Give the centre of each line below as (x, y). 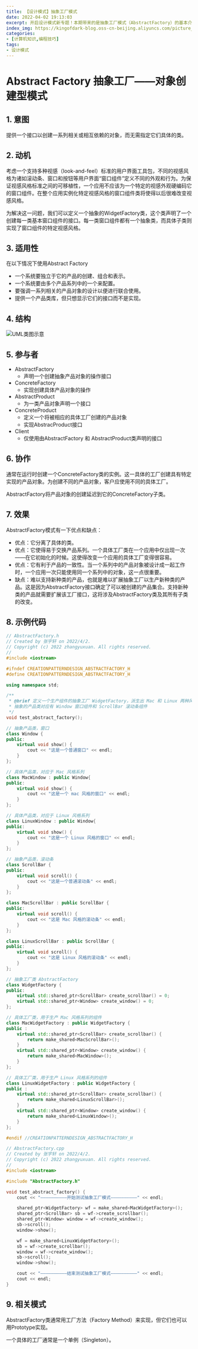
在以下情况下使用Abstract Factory (47, 263)
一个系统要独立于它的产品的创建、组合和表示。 (71, 276)
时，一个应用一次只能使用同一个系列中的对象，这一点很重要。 (90, 572)
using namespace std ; (33, 685)
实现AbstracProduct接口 (53, 425)
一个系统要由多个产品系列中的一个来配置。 (66, 283)
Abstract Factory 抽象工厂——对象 (91, 81)
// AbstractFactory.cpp (35, 1148)
